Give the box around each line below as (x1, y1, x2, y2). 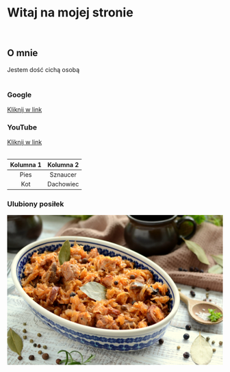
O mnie (7, 47, 38, 59)
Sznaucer (49, 171, 77, 179)
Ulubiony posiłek (7, 199, 64, 208)
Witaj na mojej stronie (7, 5, 133, 21)
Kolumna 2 (47, 160, 79, 169)
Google (7, 90, 32, 99)
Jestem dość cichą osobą (7, 65, 80, 73)
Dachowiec (47, 180, 79, 188)
